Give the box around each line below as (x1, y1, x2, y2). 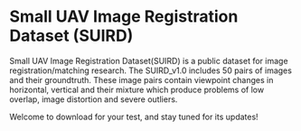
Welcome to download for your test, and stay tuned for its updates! (9, 111, 259, 122)
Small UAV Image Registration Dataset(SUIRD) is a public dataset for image (9, 55, 288, 66)
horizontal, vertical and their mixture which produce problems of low (9, 84, 265, 95)
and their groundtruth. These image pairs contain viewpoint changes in (9, 74, 274, 85)
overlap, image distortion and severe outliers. (9, 93, 178, 105)
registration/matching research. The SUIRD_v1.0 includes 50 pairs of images (9, 65, 292, 76)
